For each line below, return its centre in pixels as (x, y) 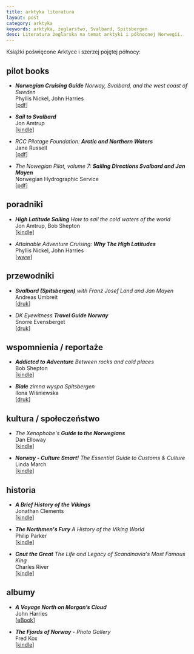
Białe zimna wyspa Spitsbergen (55, 387)
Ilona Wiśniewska (37, 393)
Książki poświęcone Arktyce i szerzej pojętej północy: (74, 52)
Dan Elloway (31, 440)
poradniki (25, 205)
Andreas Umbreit (36, 297)
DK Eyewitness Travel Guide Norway (62, 315)
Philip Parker (31, 536)
